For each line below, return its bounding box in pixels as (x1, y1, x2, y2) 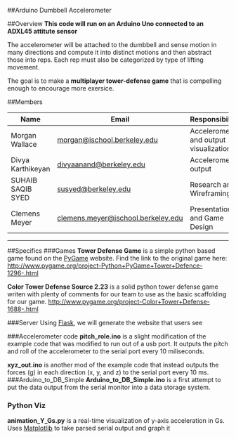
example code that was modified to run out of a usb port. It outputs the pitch (7, 340, 228, 348)
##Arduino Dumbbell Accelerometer (7, 6, 112, 14)
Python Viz (7, 400, 46, 410)
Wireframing (189, 189, 231, 198)
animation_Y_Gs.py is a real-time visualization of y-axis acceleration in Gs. (7, 417, 225, 425)
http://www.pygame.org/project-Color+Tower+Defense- (48, 298, 211, 306)
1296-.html (7, 269, 39, 277)
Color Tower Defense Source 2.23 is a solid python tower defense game (7, 282, 219, 291)
